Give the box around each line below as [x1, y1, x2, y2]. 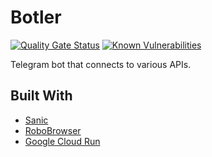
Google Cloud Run [24, 135, 101, 147]
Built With [10, 87, 73, 105]
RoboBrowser [24, 124, 82, 136]
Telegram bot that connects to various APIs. [10, 58, 192, 70]
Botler [10, 6, 62, 29]
